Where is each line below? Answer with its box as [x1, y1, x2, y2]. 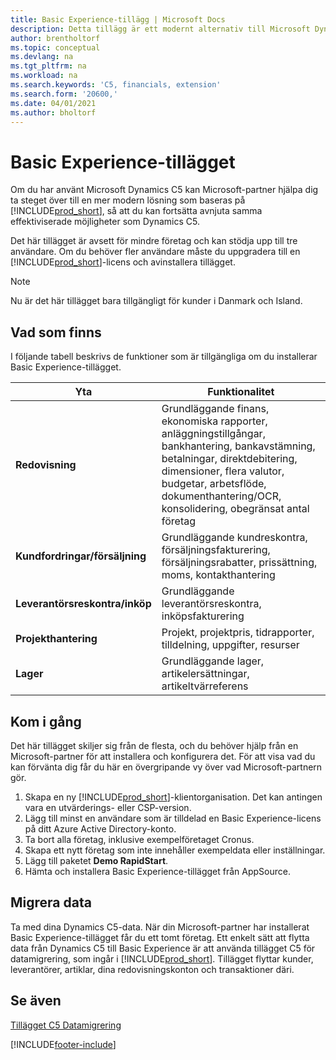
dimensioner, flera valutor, [161, 464, 285, 478]
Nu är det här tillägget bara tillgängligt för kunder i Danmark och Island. [10, 295, 303, 307]
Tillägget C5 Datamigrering [10, 1019, 122, 1031]
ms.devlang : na [10, 52, 74, 62]
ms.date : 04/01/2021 [10, 98, 97, 108]
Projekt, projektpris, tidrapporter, [161, 626, 315, 640]
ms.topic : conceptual [10, 42, 101, 53]
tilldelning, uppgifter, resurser [161, 638, 300, 652]
